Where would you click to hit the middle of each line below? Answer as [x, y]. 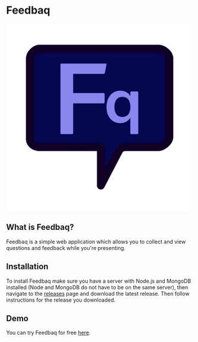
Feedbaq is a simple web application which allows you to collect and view [96, 242]
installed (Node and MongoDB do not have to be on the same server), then [97, 287]
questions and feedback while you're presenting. [66, 248]
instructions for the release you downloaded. [61, 300]
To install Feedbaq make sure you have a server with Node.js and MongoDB [99, 281]
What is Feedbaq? [40, 227]
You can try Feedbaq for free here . [48, 332]
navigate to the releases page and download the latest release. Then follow [98, 293]
